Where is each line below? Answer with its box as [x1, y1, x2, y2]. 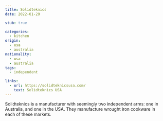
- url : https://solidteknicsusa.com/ [9, 83, 86, 88]
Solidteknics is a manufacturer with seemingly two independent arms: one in [5, 101, 159, 107]
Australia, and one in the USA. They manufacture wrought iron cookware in [5, 106, 156, 112]
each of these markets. [5, 111, 52, 117]
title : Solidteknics [5, 7, 47, 12]
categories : [5, 29, 29, 34]
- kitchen [9, 34, 29, 39]
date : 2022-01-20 [5, 12, 40, 17]
